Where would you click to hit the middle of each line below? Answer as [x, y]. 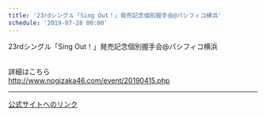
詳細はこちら [29, 71]
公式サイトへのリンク [43, 104]
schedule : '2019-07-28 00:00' [58, 23]
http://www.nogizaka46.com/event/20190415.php [89, 80]
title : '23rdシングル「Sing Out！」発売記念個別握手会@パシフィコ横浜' [115, 15]
